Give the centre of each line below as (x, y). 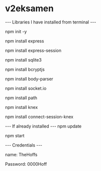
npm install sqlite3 (23, 60)
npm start (15, 135)
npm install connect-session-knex (39, 117)
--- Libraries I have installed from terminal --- (51, 22)
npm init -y (16, 31)
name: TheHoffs (21, 154)
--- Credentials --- (24, 145)
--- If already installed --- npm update (43, 126)
